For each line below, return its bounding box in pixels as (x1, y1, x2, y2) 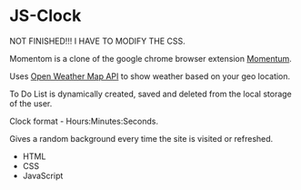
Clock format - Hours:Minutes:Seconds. (9, 115, 159, 126)
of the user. (9, 97, 53, 109)
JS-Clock (9, 5, 82, 26)
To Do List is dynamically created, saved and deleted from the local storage (9, 88, 293, 99)
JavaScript (22, 170, 64, 181)
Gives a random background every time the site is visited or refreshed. (9, 133, 274, 144)
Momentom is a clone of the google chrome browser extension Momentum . (9, 53, 293, 64)
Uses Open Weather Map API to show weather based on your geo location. (9, 70, 291, 82)
